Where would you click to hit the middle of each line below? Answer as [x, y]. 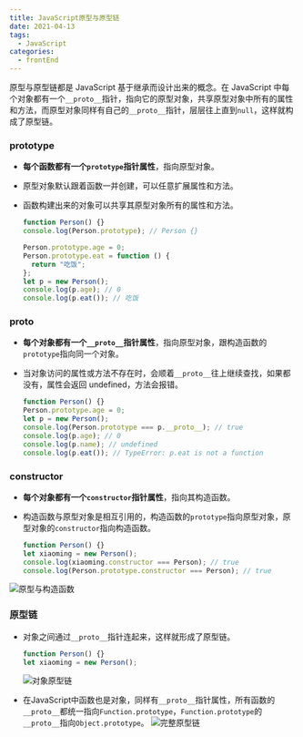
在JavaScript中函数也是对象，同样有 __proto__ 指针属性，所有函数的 [149, 700]
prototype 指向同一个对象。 [73, 354]
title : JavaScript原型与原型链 [65, 18]
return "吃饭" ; [59, 264]
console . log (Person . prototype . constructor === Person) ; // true [147, 570]
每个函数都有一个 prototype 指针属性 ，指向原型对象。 [121, 167]
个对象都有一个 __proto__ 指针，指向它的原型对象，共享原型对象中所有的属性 [151, 98]
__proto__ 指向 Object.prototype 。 [86, 723]
